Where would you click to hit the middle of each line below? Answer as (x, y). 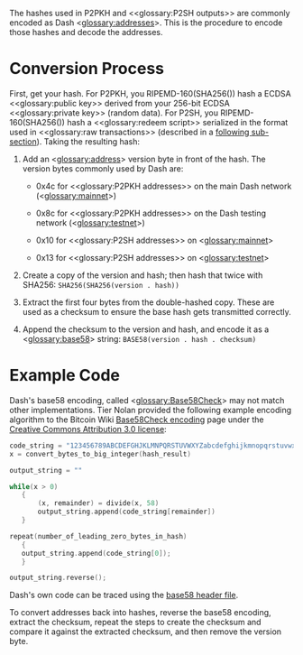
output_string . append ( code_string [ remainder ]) (127, 512)
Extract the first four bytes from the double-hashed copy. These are (148, 302)
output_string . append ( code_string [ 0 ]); (96, 553)
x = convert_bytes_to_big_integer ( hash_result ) (101, 454)
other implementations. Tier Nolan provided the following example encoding (151, 410)
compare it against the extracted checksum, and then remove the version (146, 632)
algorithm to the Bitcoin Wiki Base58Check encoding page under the (137, 420)
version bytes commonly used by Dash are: (103, 168)
